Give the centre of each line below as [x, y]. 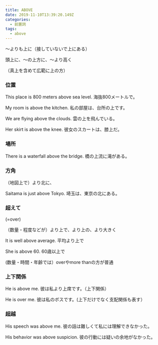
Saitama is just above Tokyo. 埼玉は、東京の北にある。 [63, 193]
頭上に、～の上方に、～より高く [39, 60]
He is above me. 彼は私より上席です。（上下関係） [57, 289]
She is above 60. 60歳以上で [35, 251]
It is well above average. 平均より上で [45, 241]
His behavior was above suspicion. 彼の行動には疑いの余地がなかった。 [80, 337]
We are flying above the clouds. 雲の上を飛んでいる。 [61, 119]
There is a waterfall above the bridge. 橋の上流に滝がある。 [68, 156]
